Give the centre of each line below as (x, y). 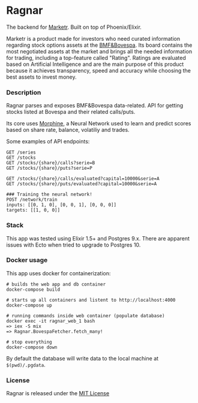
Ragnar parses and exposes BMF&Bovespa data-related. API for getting (95, 106)
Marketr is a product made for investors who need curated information (93, 38)
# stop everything (29, 342)
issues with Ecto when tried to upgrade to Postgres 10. (73, 245)
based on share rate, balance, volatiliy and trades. (68, 130)
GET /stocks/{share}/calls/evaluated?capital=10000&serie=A (83, 179)
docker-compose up (29, 305)
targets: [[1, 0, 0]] (33, 210)
